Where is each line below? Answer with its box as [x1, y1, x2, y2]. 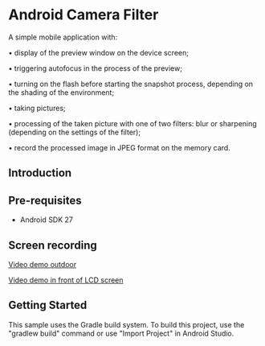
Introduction [8, 167, 72, 180]
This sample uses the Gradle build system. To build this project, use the [8, 319, 245, 329]
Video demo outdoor [8, 259, 77, 269]
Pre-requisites [8, 193, 82, 207]
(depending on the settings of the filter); [8, 127, 141, 137]
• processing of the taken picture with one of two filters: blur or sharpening [8, 118, 257, 128]
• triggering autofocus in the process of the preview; [8, 63, 183, 73]
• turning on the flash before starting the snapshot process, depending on [8, 79, 254, 89]
